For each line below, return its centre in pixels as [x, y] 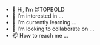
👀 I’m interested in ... [38, 16]
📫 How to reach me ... [40, 36]
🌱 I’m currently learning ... [44, 22]
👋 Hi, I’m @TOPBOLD [38, 9]
